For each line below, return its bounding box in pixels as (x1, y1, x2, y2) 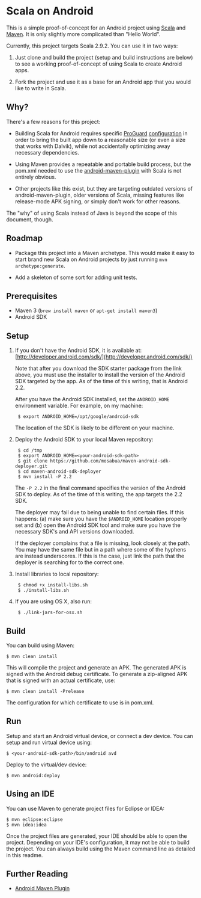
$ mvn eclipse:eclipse (6, 816, 63, 822)
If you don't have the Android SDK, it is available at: (14, 347, 142, 354)
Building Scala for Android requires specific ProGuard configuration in (14, 129, 188, 137)
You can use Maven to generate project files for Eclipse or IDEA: (6, 805, 165, 812)
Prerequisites (6, 291, 58, 301)
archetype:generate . (14, 262, 65, 269)
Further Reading (6, 869, 68, 879)
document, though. (6, 215, 53, 223)
